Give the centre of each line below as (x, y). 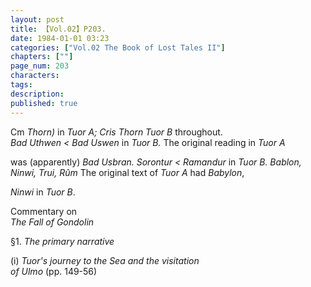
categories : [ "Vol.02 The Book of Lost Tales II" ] (118, 47)
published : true (44, 103)
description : (37, 94)
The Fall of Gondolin (52, 222)
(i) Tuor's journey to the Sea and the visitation (105, 260)
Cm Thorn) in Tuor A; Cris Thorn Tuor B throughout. (116, 132)
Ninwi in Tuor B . (43, 192)
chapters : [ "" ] (42, 57)
